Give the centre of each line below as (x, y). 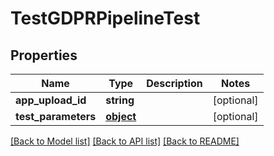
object (121, 116)
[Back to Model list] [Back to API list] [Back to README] (125, 141)
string (120, 100)
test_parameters (56, 116)
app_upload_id (51, 100)
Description (174, 83)
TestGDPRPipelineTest (105, 18)
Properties (44, 55)
